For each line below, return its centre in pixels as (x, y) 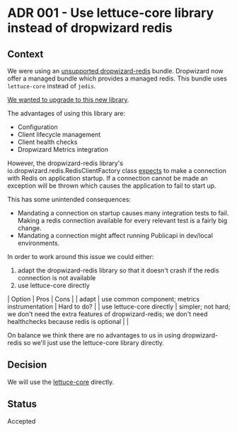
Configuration (37, 127)
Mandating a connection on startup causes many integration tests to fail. (123, 213)
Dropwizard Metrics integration (63, 149)
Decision (27, 365)
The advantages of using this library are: (67, 113)
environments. (39, 243)
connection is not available (57, 278)
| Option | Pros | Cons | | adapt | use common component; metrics (104, 299)
